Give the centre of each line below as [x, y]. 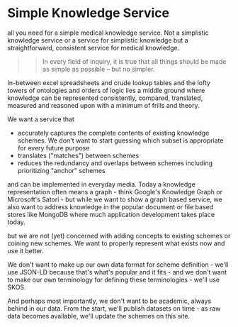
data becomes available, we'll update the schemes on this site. [98, 316]
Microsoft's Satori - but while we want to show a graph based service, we [115, 199]
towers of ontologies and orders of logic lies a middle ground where [106, 90]
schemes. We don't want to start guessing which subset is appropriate [120, 140]
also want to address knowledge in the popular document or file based [110, 206]
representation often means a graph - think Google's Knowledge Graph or [115, 192]
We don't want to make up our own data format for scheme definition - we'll [118, 265]
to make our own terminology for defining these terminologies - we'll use [114, 279]
